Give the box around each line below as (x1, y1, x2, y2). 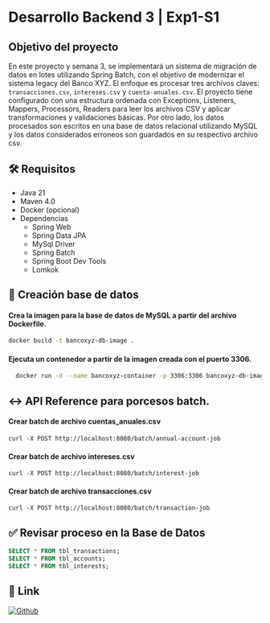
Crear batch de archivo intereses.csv (8, 451, 135, 461)
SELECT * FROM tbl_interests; (8, 562, 110, 570)
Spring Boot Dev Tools (31, 256, 107, 265)
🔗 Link (8, 584, 40, 598)
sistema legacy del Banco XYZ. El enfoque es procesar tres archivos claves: (8, 79, 260, 88)
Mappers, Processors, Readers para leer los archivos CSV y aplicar (8, 105, 231, 113)
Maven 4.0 (19, 196, 56, 206)
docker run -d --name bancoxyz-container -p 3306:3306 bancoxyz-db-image (15, 372, 268, 380)
